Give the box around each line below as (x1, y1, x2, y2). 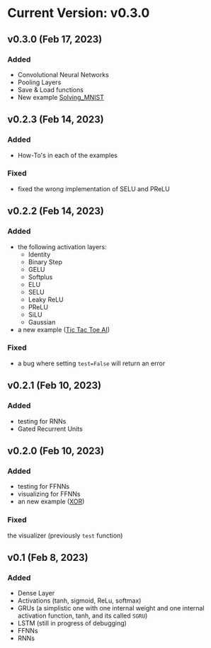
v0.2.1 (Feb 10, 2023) (7, 380, 101, 392)
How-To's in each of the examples (17, 151, 118, 159)
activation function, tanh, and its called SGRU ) (17, 611, 148, 620)
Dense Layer (17, 589, 55, 598)
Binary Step (28, 257, 62, 266)
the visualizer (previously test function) (7, 531, 123, 540)
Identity (28, 250, 51, 258)
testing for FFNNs (17, 482, 69, 491)
